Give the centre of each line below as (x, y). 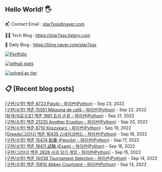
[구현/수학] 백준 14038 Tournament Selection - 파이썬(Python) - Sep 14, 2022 (81, 158)
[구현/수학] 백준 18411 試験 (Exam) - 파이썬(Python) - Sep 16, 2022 (70, 146)
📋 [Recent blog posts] (40, 89)
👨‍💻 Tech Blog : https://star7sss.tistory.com (48, 35)
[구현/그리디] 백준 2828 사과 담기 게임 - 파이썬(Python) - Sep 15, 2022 (73, 152)
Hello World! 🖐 (28, 9)
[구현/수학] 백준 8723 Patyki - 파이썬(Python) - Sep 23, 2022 (65, 103)
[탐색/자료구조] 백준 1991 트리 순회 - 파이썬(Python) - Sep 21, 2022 (70, 116)
